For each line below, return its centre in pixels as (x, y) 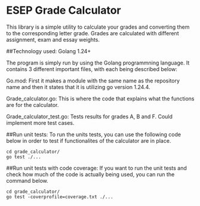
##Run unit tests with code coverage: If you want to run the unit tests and (96, 168)
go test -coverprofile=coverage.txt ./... (60, 197)
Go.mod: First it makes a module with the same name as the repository (93, 81)
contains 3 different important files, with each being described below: (92, 69)
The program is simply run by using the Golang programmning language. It (98, 63)
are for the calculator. (33, 104)
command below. (27, 180)
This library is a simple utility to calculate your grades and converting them (98, 27)
